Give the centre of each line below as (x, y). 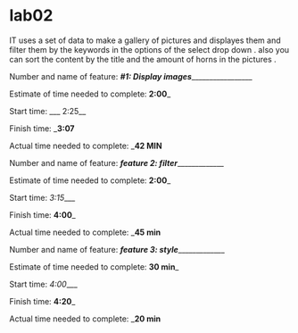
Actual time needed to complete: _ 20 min (85, 319)
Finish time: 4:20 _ (42, 301)
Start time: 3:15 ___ (42, 197)
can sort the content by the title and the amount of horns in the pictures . (143, 59)
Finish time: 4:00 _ (42, 214)
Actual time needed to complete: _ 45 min (85, 232)
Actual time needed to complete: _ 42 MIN (86, 146)
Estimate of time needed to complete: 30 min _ (94, 266)
